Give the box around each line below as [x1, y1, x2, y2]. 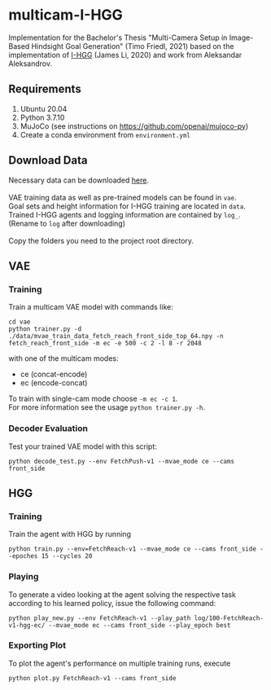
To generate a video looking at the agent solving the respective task [8, 589, 236, 600]
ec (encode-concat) [20, 378, 88, 388]
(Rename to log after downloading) [8, 218, 126, 228]
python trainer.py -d [8, 325, 82, 333]
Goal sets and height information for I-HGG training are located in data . [8, 201, 246, 211]
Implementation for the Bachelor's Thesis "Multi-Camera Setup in [8, 33, 228, 42]
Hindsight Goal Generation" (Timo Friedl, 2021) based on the [31, 41, 234, 51]
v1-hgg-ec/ [8, 621, 46, 629]
